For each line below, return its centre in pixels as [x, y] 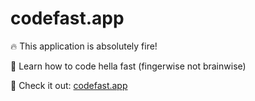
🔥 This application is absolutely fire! [84, 46]
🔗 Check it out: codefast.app [69, 85]
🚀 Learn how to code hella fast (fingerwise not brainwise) [128, 66]
